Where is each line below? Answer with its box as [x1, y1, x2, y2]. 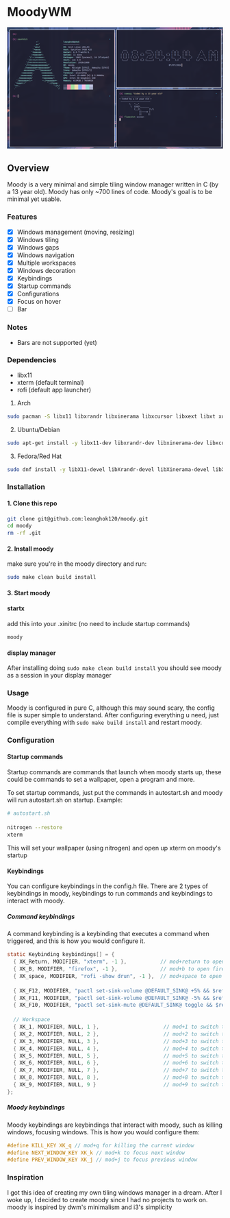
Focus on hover [16, 298, 62, 306]
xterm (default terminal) [16, 378, 84, 386]
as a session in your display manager [7, 671, 112, 680]
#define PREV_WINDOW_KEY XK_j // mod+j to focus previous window [7, 1156, 197, 1163]
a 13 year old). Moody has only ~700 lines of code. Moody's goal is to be [7, 188, 213, 196]
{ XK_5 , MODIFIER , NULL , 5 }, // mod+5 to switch [13, 1052, 219, 1060]
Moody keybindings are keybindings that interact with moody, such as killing [7, 1121, 222, 1129]
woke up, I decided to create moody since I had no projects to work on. [7, 1195, 208, 1204]
